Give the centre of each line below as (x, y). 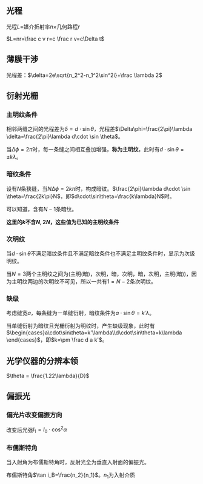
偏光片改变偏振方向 (34, 415)
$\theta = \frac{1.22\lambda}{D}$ (48, 376)
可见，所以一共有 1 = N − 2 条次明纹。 (110, 281)
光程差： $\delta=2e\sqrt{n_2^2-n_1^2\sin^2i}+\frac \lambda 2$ (84, 75)
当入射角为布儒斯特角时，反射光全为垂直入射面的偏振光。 (78, 462)
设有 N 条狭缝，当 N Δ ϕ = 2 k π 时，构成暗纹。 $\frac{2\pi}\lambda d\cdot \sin (98, 188)
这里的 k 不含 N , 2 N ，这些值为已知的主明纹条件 (63, 222)
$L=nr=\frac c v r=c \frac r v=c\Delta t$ (55, 39)
